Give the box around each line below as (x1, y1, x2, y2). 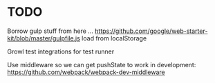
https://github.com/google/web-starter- (94, 27, 208, 35)
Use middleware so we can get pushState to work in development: (7, 60, 196, 69)
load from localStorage (82, 34, 147, 42)
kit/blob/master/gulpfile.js (7, 34, 81, 42)
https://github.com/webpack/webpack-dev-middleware (7, 68, 166, 76)
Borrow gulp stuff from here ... (7, 27, 93, 35)
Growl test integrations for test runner (7, 47, 115, 56)
